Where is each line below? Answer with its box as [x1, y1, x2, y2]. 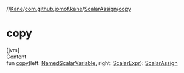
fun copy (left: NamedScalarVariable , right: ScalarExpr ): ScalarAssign [6, 59, 178, 66]
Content [6, 53, 27, 60]
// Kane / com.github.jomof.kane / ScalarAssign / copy [6, 5, 132, 12]
